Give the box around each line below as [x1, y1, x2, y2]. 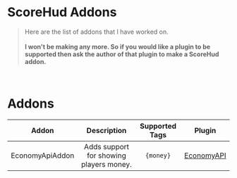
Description [86, 125, 127, 135]
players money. [80, 159, 133, 169]
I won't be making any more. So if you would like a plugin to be [24, 42, 211, 51]
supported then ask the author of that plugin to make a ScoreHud [24, 50, 219, 58]
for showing [87, 151, 127, 160]
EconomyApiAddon [11, 151, 75, 160]
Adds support [83, 141, 129, 151]
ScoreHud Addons [7, 4, 117, 20]
